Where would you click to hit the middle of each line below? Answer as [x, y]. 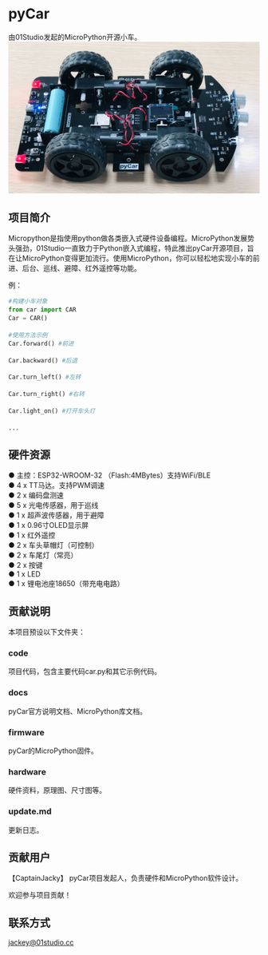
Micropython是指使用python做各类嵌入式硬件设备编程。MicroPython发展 [128, 238]
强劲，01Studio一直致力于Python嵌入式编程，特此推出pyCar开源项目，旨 [134, 248]
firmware [27, 732]
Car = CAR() [28, 319]
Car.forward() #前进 [41, 343]
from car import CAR [43, 310]
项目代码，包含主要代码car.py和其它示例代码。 [85, 672]
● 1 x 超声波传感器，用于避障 [56, 515]
